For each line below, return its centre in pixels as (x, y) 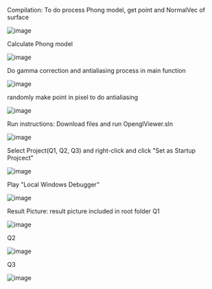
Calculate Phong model (40, 44)
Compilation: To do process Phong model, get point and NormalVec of (106, 10)
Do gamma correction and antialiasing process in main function (97, 71)
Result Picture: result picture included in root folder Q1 (83, 211)
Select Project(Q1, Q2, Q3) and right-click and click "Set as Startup (102, 150)
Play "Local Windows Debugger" (54, 184)
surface (18, 17)
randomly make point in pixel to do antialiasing (73, 97)
